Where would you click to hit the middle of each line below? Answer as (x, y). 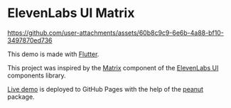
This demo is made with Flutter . (53, 54)
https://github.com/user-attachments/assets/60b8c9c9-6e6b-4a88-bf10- (116, 33)
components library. (37, 75)
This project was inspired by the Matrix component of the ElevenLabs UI (113, 67)
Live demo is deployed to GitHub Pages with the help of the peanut (106, 89)
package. (21, 97)
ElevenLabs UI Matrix (71, 13)
